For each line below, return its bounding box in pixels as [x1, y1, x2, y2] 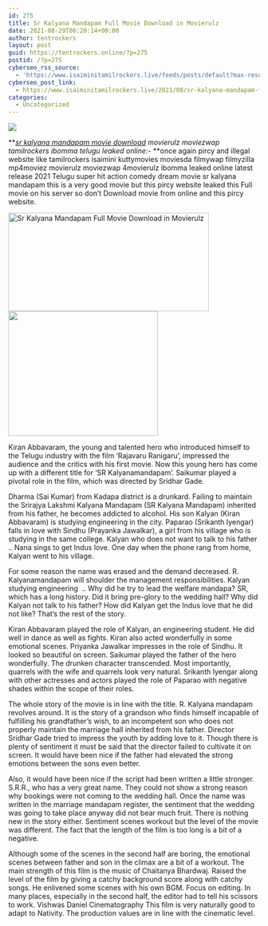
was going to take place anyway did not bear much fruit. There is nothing [8, 808, 249, 818]
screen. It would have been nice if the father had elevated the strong [8, 750, 234, 760]
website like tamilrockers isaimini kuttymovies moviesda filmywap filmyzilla [8, 155, 255, 164]
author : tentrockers [8, 34, 77, 42]
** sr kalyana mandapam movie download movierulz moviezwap [8, 137, 220, 148]
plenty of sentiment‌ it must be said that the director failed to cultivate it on [8, 742, 251, 751]
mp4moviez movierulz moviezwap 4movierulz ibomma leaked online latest [8, 163, 254, 172]
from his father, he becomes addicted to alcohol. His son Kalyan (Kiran [8, 509, 241, 519]
